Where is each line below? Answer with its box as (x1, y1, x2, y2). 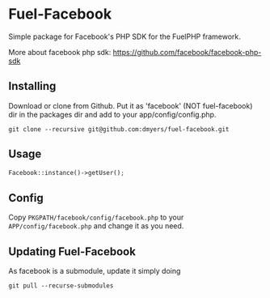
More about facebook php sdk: (8, 47, 112, 57)
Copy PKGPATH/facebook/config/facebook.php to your (8, 212, 184, 223)
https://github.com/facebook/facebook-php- (112, 47, 262, 57)
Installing (8, 79, 57, 93)
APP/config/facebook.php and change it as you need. (8, 221, 184, 231)
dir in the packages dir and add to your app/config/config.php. (8, 109, 217, 119)
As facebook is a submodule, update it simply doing (8, 266, 181, 276)
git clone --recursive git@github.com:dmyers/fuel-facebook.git (8, 125, 230, 134)
